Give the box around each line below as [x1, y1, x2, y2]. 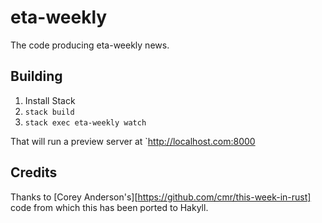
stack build [24, 107, 75, 117]
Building [10, 68, 63, 85]
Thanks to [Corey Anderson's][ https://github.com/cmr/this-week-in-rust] [10, 191, 312, 203]
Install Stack [24, 94, 76, 106]
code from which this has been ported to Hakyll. [10, 201, 209, 213]
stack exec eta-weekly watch [24, 117, 147, 128]
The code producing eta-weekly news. [10, 39, 170, 51]
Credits [10, 164, 58, 181]
